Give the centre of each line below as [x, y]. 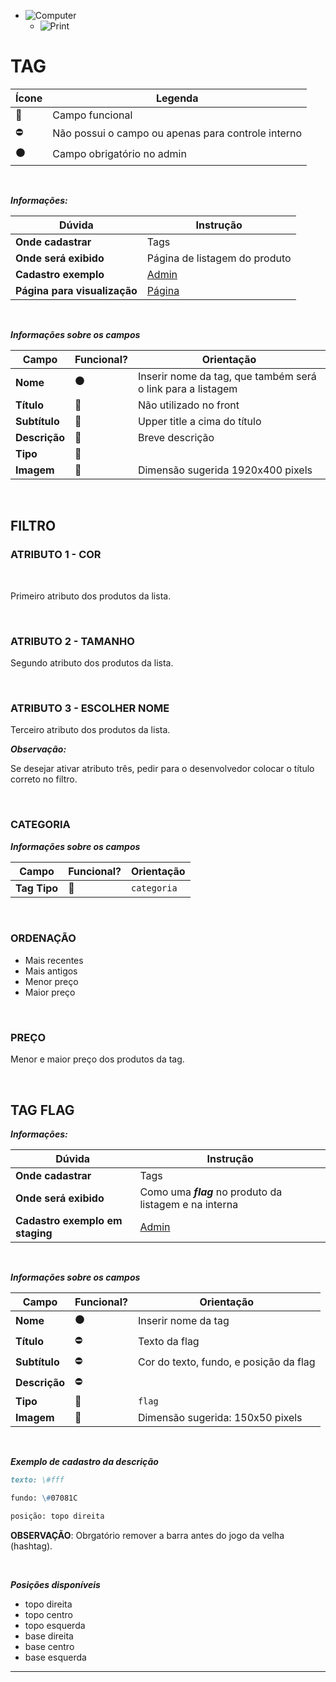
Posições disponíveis [55, 1584]
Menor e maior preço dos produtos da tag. [97, 1059]
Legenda [177, 98]
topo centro [48, 1614]
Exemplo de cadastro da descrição [84, 1461]
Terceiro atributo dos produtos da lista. [90, 730]
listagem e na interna [189, 1204]
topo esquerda [55, 1625]
